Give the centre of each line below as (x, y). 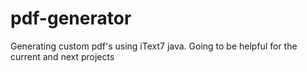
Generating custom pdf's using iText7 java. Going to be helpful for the (154, 46)
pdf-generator (71, 18)
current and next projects (62, 56)
